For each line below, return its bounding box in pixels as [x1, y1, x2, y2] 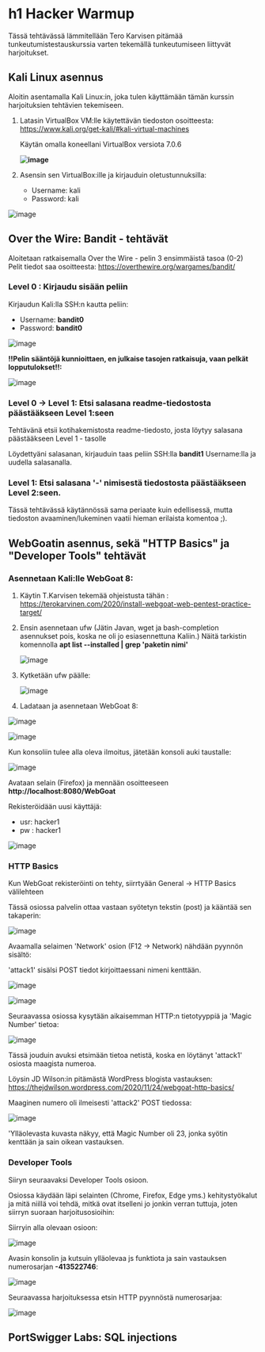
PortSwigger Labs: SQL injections [8, 1331, 178, 1344]
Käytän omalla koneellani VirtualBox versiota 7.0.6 [19, 139, 182, 149]
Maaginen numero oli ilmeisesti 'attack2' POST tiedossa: [8, 1098, 192, 1108]
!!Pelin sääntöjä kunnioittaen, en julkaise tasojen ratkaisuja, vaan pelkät [8, 353, 249, 363]
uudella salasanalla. [8, 457, 73, 468]
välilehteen [8, 887, 44, 896]
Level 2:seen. [8, 487, 62, 498]
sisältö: [8, 950, 32, 960]
